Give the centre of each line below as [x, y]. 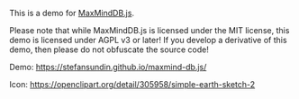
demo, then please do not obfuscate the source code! [109, 49]
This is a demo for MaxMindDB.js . [72, 13]
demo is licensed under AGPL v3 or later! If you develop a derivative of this [148, 40]
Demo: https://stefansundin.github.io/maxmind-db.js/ [108, 67]
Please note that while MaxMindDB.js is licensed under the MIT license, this [149, 30]
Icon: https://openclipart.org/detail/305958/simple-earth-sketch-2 [132, 84]
